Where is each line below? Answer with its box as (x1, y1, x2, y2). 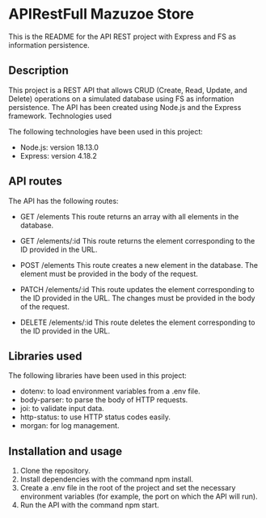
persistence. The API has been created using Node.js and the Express (8, 102, 242, 112)
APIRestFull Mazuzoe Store (8, 5, 195, 23)
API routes (8, 175, 62, 189)
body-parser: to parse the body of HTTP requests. (19, 395, 188, 405)
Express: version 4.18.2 (19, 151, 97, 160)
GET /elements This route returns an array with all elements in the (19, 211, 239, 221)
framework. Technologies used (8, 111, 112, 121)
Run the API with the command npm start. (19, 500, 159, 510)
